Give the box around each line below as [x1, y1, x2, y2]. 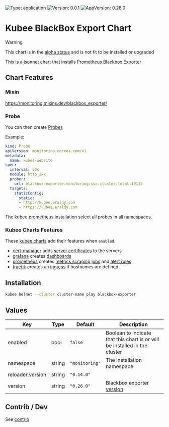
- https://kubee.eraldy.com [18, 205, 78, 210]
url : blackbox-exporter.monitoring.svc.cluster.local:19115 [14, 181, 143, 186]
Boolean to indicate [105, 329, 152, 336]
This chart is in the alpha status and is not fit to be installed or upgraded [5, 49, 154, 55]
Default [76, 321, 95, 328]
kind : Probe [5, 144, 30, 149]
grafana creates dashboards [12, 253, 71, 259]
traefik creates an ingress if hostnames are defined [12, 264, 119, 270]
